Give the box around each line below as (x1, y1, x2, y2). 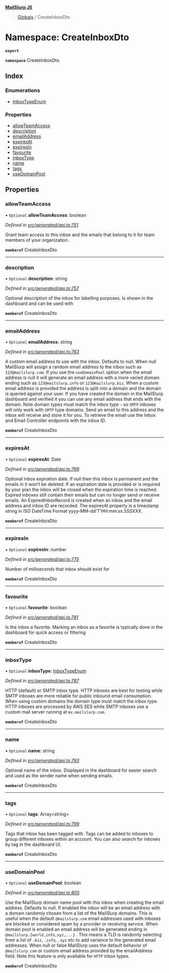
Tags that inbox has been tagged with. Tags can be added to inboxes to (5, 830, 153, 837)
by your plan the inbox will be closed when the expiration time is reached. (5, 486, 158, 493)
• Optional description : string (5, 275, 67, 282)
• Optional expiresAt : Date (5, 456, 61, 462)
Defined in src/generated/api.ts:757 (5, 285, 79, 291)
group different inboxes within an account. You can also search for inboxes (5, 836, 160, 842)
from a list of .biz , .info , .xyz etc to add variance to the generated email (5, 937, 156, 943)
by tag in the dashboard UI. (5, 841, 62, 847)
